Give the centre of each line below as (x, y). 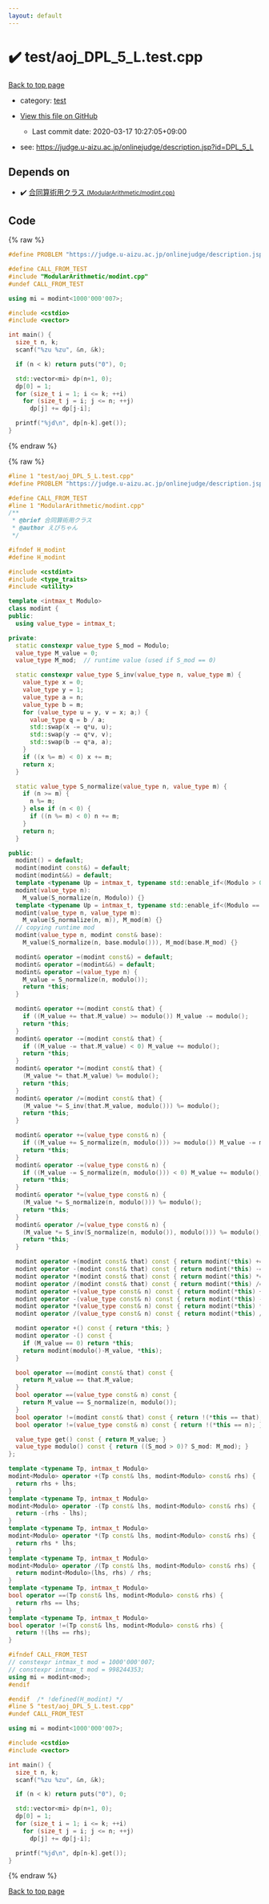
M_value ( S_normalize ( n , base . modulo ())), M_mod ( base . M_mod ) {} (130, 943)
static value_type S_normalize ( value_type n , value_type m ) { (121, 786)
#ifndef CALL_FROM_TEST (48, 1655)
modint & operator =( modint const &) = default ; (94, 957)
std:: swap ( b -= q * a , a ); (71, 742)
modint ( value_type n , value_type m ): (78, 913)
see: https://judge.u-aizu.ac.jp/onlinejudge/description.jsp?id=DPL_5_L (137, 147)
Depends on (39, 172)
